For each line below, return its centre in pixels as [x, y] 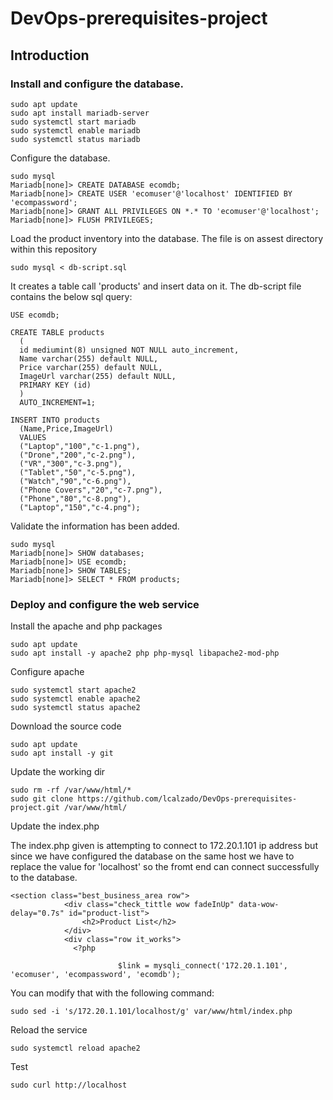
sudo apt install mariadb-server [80, 113]
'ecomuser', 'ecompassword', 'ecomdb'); [96, 975]
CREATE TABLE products [57, 332]
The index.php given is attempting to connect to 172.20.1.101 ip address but [164, 846]
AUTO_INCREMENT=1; [58, 402]
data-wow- [259, 905]
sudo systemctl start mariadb [73, 122]
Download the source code [66, 726]
